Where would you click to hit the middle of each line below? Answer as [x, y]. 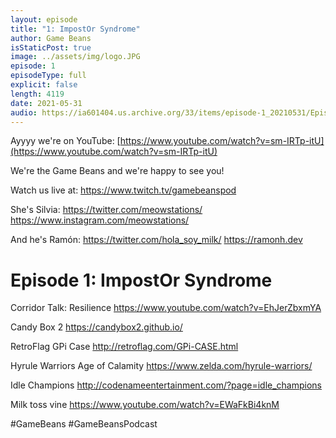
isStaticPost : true [51, 47]
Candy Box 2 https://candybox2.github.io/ [96, 327]
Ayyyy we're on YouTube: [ [65, 141]
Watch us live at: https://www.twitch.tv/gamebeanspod [123, 190]
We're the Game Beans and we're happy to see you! [117, 171]
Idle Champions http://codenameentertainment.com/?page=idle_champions [166, 385]
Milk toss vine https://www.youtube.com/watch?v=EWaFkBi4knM [145, 405]
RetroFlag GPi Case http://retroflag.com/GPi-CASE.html [124, 347]
